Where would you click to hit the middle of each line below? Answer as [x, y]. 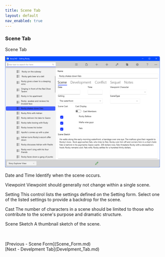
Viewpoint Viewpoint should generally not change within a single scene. [78, 185]
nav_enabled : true [24, 21]
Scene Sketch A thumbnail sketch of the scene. [53, 224]
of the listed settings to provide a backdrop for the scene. [63, 199]
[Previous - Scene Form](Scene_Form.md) [48, 244]
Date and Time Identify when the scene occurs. [53, 175]
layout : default [22, 16]
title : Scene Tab [23, 10]
